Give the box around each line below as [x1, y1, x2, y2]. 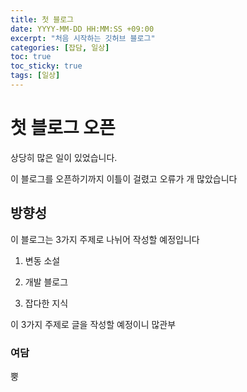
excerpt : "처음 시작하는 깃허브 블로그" [10, 33, 156, 43]
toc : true [10, 52, 52, 62]
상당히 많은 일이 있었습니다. [10, 151, 118, 163]
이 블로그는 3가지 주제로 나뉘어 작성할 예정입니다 [10, 233, 200, 245]
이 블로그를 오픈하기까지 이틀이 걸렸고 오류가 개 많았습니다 [10, 172, 238, 185]
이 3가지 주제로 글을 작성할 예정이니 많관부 [10, 318, 177, 330]
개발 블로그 [24, 276, 69, 288]
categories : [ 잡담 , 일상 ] [10, 42, 110, 53]
